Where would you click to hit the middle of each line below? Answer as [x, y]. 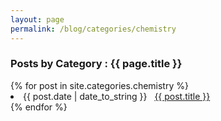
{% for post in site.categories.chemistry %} [99, 85]
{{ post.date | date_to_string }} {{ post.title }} [117, 96]
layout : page [37, 19]
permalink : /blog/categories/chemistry [93, 29]
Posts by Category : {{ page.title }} [96, 64]
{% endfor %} [39, 107]
